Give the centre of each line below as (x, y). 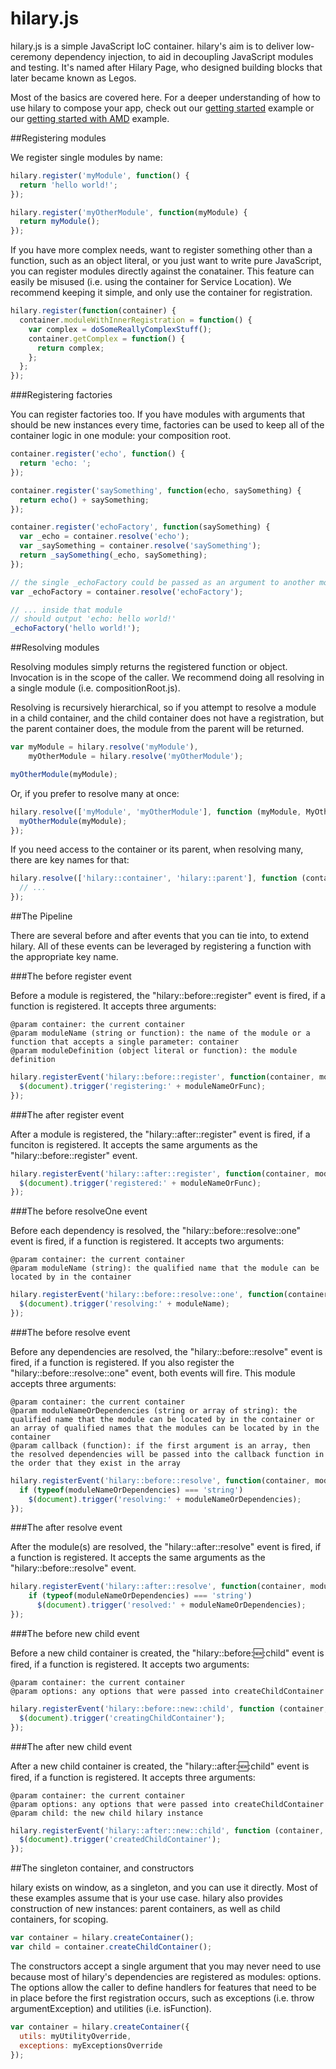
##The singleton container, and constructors (102, 1868)
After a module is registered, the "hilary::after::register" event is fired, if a (160, 1134)
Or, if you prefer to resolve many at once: (95, 793)
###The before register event (71, 976)
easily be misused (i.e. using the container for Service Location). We (151, 282)
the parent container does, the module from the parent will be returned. (157, 729)
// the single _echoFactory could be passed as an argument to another (162, 582)
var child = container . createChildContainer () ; (111, 1947)
